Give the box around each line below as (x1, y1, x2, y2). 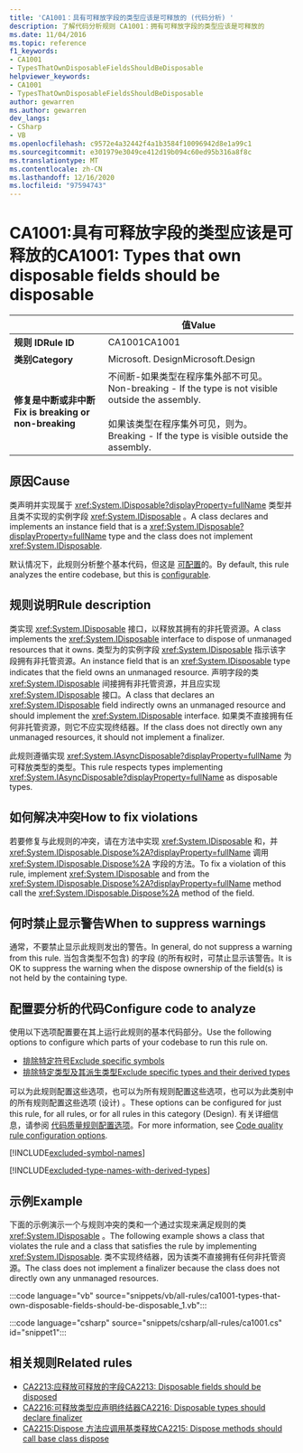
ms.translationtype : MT (9, 155, 99, 165)
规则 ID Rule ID (14, 336, 75, 349)
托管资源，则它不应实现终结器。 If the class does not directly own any (24, 721, 283, 732)
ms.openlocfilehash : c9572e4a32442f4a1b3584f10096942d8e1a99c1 (9, 139, 252, 148)
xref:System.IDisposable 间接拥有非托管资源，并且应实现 (9, 678, 221, 689)
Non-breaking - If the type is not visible (107, 382, 278, 395)
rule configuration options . (9, 1130, 108, 1141)
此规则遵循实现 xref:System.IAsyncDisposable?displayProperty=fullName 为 (9, 750, 292, 761)
